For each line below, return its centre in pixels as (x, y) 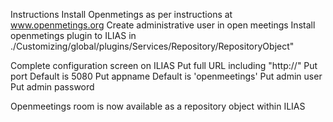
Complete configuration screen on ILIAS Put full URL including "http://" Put (164, 65)
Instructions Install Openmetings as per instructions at (121, 14)
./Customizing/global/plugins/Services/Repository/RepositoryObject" (152, 46)
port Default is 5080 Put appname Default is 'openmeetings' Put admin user (166, 76)
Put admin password (52, 87)
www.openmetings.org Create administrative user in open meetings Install (163, 25)
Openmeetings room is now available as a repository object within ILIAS (158, 106)
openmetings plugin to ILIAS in (73, 35)
